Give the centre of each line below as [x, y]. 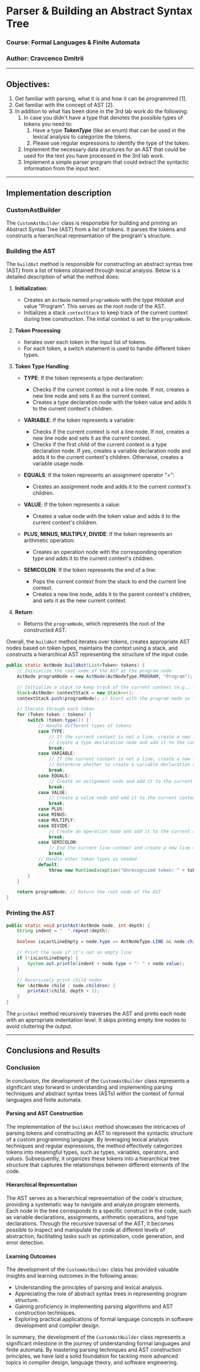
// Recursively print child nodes [60, 980]
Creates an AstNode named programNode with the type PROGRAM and [104, 300]
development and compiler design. [57, 1325]
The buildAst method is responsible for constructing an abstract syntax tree [100, 264]
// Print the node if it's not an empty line [74, 953]
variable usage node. [58, 464]
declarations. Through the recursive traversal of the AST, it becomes [90, 1224]
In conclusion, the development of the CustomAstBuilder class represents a [98, 1080]
